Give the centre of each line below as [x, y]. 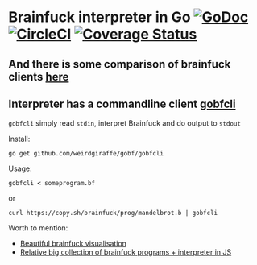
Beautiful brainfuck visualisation [73, 244]
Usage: [20, 168]
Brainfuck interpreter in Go [99, 17]
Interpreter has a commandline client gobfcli [122, 104]
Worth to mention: [38, 228]
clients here [39, 77]
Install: [19, 139]
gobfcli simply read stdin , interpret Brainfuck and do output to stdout [125, 123]
